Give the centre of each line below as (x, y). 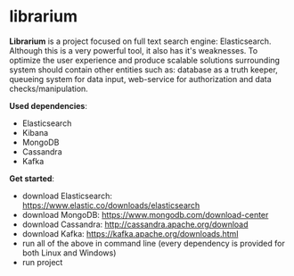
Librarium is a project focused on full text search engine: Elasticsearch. (140, 41)
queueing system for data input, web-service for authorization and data (140, 79)
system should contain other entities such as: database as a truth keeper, (143, 70)
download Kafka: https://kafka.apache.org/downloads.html (130, 233)
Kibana (35, 132)
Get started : (32, 178)
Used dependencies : (48, 105)
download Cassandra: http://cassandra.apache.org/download (135, 224)
